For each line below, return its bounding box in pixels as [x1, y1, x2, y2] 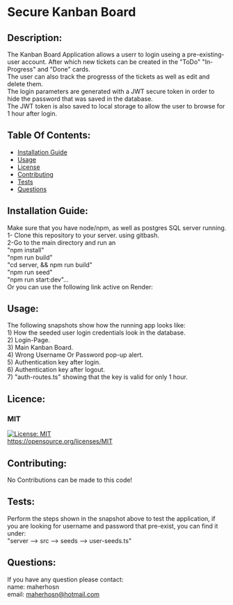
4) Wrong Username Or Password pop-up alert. [7, 350, 144, 359]
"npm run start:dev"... [7, 275, 70, 284]
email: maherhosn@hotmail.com [7, 590, 99, 598]
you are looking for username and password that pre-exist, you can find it [7, 522, 218, 530]
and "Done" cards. [37, 65, 90, 73]
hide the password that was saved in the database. [7, 95, 153, 103]
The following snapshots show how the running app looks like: [7, 321, 186, 330]
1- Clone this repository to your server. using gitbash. [7, 231, 160, 239]
